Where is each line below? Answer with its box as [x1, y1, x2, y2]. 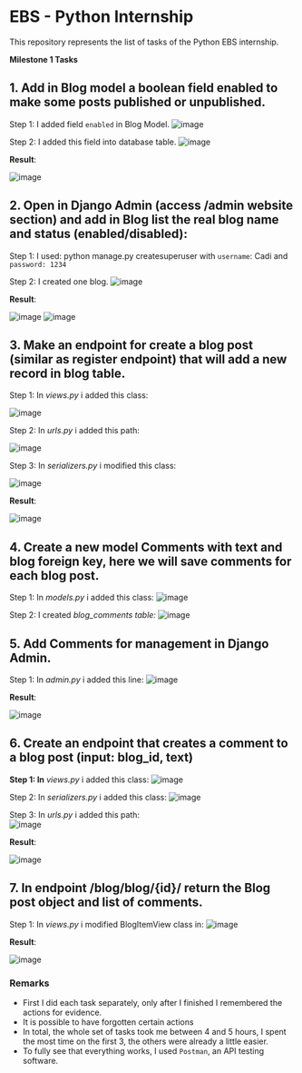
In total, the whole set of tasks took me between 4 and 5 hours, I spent [22, 1026, 287, 1037]
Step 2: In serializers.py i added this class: [9, 791, 168, 802]
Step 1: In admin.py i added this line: [9, 674, 144, 685]
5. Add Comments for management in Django [9, 636, 269, 651]
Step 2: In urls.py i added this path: [9, 425, 141, 436]
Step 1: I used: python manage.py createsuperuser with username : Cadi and [9, 250, 288, 261]
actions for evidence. [22, 1007, 102, 1018]
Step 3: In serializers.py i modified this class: [9, 461, 177, 472]
